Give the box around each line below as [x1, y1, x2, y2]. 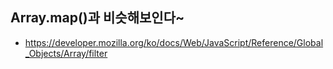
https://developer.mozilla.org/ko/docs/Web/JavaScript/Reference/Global [24, 36, 324, 48]
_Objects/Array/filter [24, 47, 108, 59]
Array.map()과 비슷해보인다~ [10, 9, 185, 27]
